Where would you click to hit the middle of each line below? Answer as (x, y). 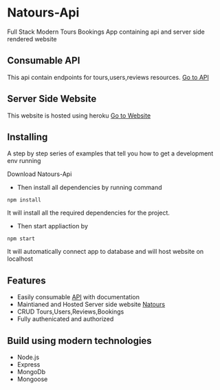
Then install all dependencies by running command (89, 188)
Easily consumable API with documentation (78, 297)
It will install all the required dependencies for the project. (89, 213)
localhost (20, 259)
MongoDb (31, 372)
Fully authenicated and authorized (65, 319)
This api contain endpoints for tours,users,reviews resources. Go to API (108, 77)
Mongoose (32, 379)
